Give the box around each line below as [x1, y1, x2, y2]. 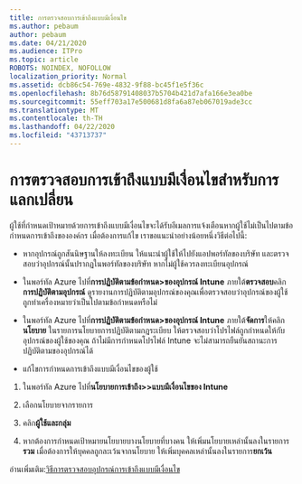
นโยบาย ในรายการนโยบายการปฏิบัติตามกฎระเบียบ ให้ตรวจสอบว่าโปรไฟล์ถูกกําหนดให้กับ [22, 324, 286, 335]
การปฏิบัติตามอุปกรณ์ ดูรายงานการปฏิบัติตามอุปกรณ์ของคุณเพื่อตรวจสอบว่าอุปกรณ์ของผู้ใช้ [22, 286, 288, 297]
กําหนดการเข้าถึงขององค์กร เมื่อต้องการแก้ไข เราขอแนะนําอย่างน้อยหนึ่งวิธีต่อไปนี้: [9, 229, 248, 240]
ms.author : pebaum [9, 22, 79, 31]
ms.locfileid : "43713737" [9, 131, 107, 140]
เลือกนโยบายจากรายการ [22, 399, 93, 410]
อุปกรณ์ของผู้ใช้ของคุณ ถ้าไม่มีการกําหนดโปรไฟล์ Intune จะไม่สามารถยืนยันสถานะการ [22, 335, 278, 346]
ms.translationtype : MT [9, 106, 99, 115]
